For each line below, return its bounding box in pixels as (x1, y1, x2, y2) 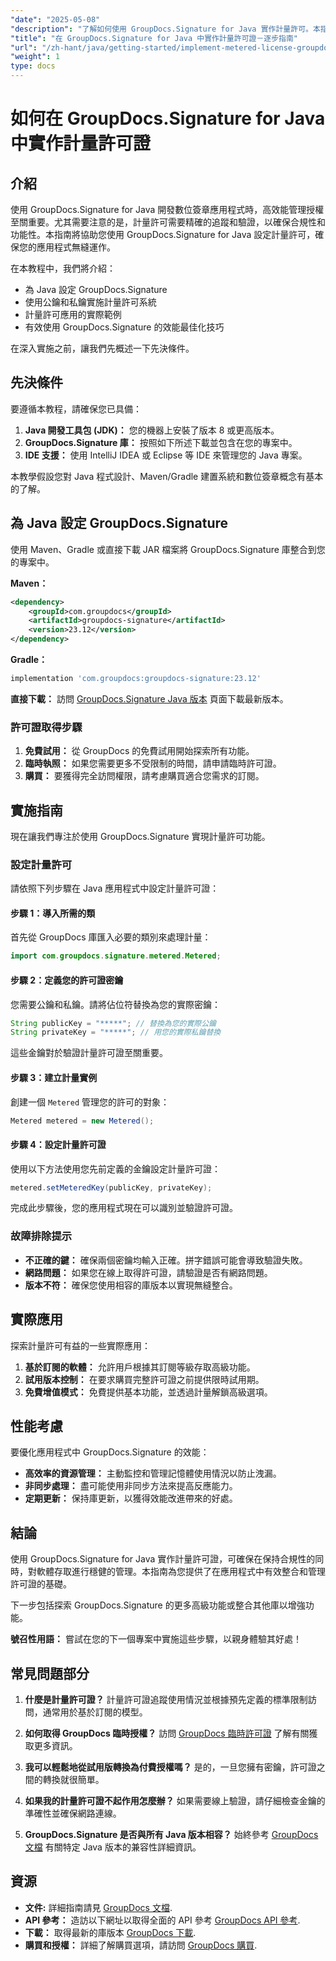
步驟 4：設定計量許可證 (10, 1138, 107, 1150)
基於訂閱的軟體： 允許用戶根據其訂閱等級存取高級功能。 (24, 1361, 256, 1373)
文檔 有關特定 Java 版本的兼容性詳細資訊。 (24, 1841, 202, 1853)
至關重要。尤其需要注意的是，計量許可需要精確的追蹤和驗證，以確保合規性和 (10, 216, 326, 228)
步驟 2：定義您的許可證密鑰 (10, 974, 124, 986)
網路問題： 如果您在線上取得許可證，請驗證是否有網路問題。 (24, 1266, 273, 1278)
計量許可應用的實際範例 (24, 309, 122, 320)
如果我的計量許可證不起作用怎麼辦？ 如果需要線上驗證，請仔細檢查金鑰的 (24, 1795, 326, 1807)
